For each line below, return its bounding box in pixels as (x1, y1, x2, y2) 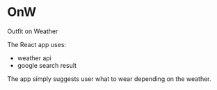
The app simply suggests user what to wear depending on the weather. (7, 74, 211, 83)
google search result (17, 61, 77, 69)
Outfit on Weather (7, 27, 58, 35)
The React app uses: (7, 40, 67, 48)
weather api (17, 53, 52, 62)
